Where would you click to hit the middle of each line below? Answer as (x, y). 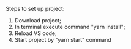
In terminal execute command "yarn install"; (70, 27)
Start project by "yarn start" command (63, 40)
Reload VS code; (36, 33)
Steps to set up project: (35, 9)
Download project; (38, 20)
